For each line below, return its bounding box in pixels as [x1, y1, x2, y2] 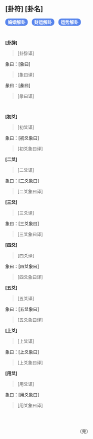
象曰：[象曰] [5, 61, 31, 67]
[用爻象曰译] [17, 402, 43, 408]
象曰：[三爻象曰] [5, 221, 39, 227]
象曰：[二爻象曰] [5, 178, 39, 184]
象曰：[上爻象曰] [5, 349, 39, 355]
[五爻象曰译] [17, 317, 43, 323]
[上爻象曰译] [17, 359, 43, 365]
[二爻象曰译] [17, 188, 43, 194]
